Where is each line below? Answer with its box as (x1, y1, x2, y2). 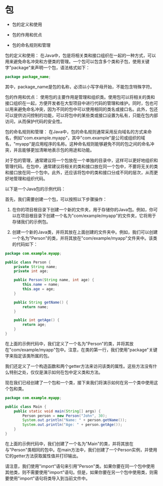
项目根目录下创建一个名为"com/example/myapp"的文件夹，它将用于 (20, 213, 156, 218)
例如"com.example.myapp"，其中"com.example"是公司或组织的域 (13, 135, 146, 141)
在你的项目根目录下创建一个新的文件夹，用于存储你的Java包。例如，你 (12, 206, 154, 212)
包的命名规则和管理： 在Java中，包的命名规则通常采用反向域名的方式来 (5, 128, 148, 134)
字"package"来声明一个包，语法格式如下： (5, 64, 90, 71)
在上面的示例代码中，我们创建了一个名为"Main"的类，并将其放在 (5, 441, 134, 447)
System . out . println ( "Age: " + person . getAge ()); (22, 422, 123, 427)
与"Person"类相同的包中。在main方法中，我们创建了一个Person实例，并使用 (5, 447, 158, 452)
